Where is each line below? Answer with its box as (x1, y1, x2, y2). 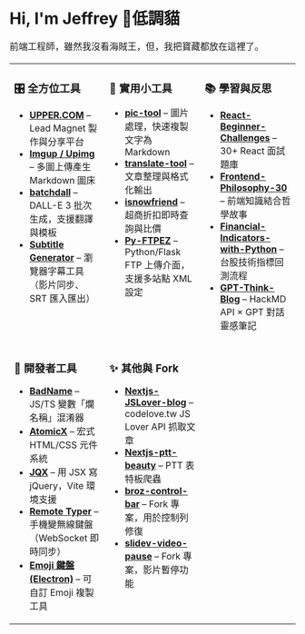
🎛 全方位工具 (14, 81, 82, 95)
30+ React (220, 144, 265, 157)
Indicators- (220, 232, 271, 244)
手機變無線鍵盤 (29, 519, 93, 531)
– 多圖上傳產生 (29, 161, 92, 173)
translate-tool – (124, 157, 194, 170)
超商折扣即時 (124, 209, 180, 222)
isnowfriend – (124, 196, 185, 209)
